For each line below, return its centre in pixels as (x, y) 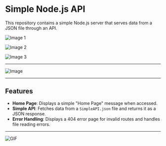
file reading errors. (31, 124)
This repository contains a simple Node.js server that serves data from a (79, 23)
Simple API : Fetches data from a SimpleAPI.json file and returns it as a (84, 108)
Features (19, 91)
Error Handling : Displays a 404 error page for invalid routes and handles (86, 119)
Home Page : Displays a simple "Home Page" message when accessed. (85, 103)
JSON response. (29, 114)
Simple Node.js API (45, 9)
